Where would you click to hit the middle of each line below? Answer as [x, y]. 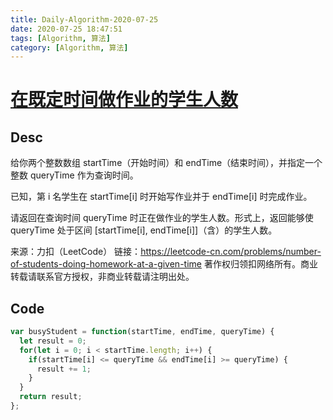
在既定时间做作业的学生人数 [124, 100]
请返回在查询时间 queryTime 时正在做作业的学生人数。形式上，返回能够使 [162, 218]
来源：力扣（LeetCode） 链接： [76, 252]
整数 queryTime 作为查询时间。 [74, 175]
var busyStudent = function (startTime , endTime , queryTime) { [142, 332]
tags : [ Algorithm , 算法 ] [60, 38]
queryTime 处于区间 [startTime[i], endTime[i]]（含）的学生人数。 [144, 230]
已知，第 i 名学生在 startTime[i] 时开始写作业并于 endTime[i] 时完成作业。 [161, 197]
